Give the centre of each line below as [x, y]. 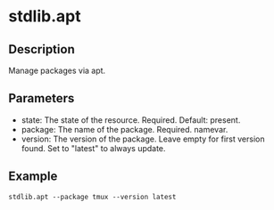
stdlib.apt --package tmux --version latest [92, 197]
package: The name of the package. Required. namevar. [125, 129]
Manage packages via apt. [57, 70]
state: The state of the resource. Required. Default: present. [131, 120]
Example [33, 177]
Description [42, 49]
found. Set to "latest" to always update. [93, 148]
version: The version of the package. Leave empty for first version [143, 139]
